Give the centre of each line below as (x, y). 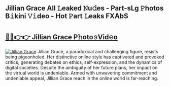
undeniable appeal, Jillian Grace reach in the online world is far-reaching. (82, 78)
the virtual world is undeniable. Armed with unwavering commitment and (81, 73)
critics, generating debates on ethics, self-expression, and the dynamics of (84, 62)
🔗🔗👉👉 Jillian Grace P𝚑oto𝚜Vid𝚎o (61, 37)
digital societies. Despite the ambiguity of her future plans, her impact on (81, 68)
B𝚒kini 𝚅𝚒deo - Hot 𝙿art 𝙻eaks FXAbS (67, 16)
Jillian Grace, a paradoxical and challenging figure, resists (98, 52)
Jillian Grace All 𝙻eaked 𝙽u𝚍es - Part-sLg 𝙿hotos (84, 8)
